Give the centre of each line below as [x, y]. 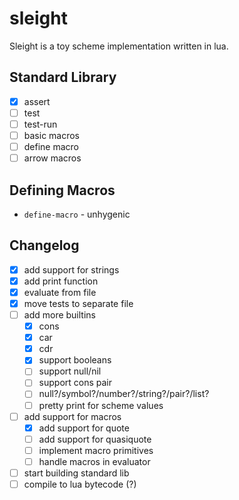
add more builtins [59, 315]
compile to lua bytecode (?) [80, 484]
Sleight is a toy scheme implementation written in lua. [119, 46]
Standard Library [63, 77]
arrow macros [52, 158]
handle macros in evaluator [94, 461]
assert [37, 101]
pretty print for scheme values [101, 405]
